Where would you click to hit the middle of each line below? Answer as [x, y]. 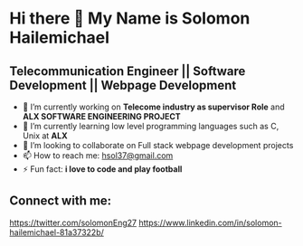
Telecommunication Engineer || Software [128, 71]
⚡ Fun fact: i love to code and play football [102, 169]
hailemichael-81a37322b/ [57, 232]
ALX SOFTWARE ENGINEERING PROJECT [101, 116]
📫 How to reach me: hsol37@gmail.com [98, 156]
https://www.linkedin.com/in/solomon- [210, 222]
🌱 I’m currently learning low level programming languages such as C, [151, 126]
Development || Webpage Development [123, 85]
